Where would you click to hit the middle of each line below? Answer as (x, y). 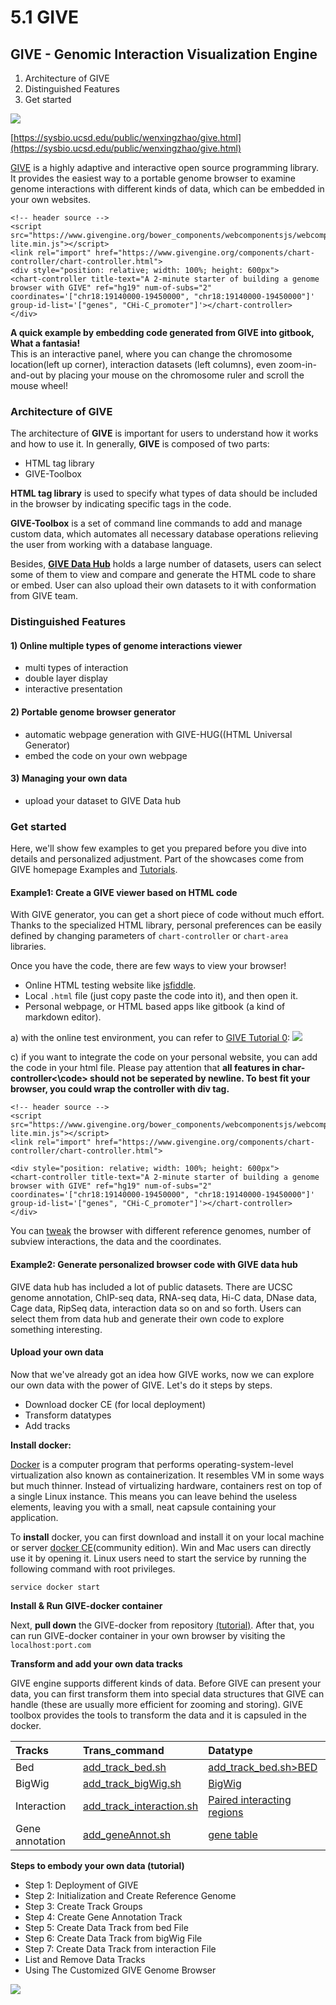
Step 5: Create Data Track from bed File (106, 1927)
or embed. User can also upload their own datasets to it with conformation (163, 585)
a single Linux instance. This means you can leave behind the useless (154, 1496)
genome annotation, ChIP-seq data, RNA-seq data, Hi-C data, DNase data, (164, 1297)
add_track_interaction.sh (141, 1806)
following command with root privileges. (93, 1568)
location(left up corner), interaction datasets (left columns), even (143, 364)
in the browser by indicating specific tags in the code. (121, 504)
